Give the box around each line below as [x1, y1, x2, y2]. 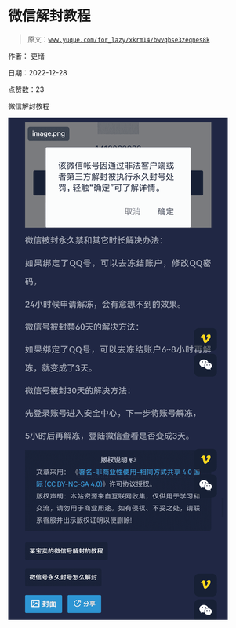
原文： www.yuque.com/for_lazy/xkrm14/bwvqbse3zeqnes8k [27, 35, 210, 44]
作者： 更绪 [8, 51, 45, 60]
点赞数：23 [8, 84, 45, 94]
